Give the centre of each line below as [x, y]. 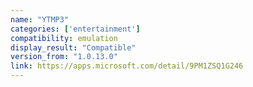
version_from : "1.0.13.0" [64, 57]
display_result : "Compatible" [73, 47]
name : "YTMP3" [40, 19]
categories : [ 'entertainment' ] [75, 29]
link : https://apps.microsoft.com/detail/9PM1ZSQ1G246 [127, 66]
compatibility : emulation [64, 38]
